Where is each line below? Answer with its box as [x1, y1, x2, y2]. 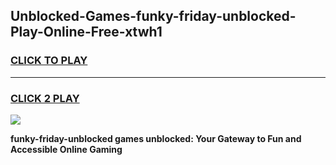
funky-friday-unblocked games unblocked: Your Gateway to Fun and [10, 132, 302, 144]
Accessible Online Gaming [10, 143, 123, 155]
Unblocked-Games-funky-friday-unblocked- [10, 8, 297, 25]
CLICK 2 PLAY [10, 91, 80, 105]
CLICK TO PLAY [10, 54, 88, 68]
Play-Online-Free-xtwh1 [10, 24, 163, 41]
